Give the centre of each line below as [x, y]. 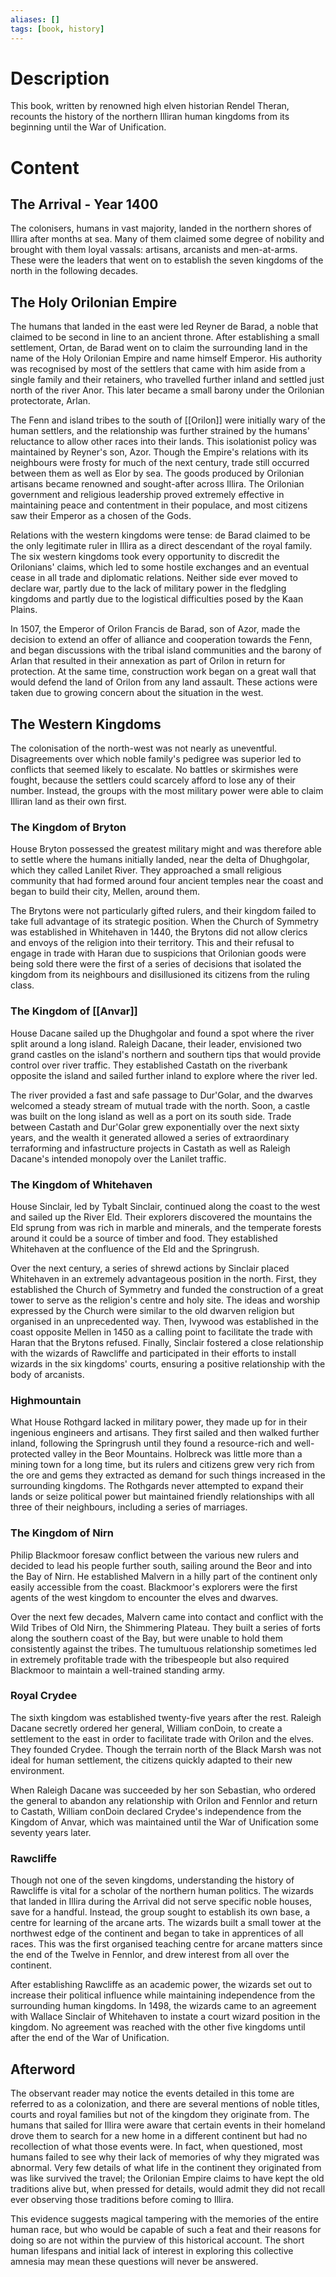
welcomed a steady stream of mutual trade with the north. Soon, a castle [160, 1105]
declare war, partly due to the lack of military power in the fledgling [148, 588]
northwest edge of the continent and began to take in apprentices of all [157, 1933]
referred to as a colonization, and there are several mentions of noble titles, [165, 2103]
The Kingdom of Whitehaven [81, 1184]
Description [60, 78]
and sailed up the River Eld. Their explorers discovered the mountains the [161, 1217]
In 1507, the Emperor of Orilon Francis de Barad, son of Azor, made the [155, 629]
